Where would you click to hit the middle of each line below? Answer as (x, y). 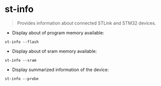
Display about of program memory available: (58, 32)
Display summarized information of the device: (60, 69)
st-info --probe (22, 78)
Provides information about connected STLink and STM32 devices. (87, 23)
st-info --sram (21, 60)
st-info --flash (22, 42)
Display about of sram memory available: (54, 51)
